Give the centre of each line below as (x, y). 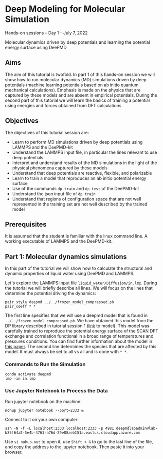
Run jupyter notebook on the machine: (43, 401)
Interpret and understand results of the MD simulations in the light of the (84, 163)
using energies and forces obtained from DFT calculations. (64, 105)
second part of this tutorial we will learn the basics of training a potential (77, 100)
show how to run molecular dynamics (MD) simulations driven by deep (76, 79)
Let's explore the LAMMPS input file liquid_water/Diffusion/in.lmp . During (81, 283)
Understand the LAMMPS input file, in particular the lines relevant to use (84, 152)
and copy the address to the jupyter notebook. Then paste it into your (75, 447)
